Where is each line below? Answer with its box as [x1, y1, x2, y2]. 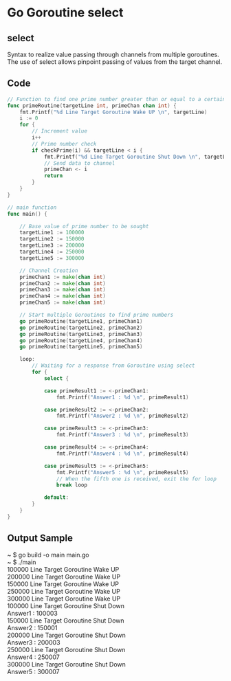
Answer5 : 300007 [7, 667, 60, 676]
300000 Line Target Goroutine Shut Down [7, 660, 126, 668]
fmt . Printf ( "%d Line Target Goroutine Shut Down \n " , [43, 153, 201, 160]
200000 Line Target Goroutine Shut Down [7, 631, 126, 639]
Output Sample [7, 533, 74, 544]
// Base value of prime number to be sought [19, 223, 149, 230]
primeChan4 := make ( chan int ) [19, 293, 107, 300]
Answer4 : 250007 [7, 653, 60, 661]
